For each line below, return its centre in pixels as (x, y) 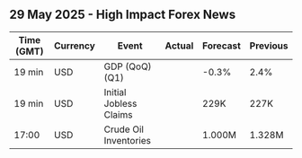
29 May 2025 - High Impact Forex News (123, 15)
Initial (115, 92)
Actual (179, 46)
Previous (269, 46)
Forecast (221, 46)
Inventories (127, 140)
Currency (75, 46)
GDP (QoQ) (128, 66)
